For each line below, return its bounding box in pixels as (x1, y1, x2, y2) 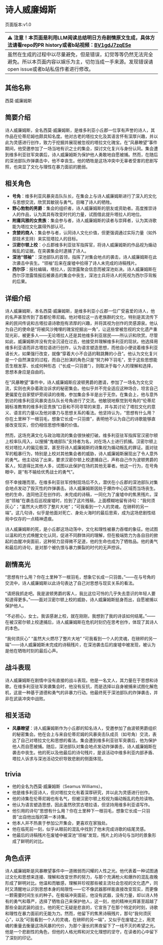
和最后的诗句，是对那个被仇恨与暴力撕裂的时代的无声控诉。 (5, 545, 124, 551)
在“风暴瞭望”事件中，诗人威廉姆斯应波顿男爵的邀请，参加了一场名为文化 (5, 379, 149, 385)
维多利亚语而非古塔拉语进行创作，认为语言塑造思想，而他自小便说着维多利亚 (5, 345, 158, 351)
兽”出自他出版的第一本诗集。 (12, 814, 69, 820)
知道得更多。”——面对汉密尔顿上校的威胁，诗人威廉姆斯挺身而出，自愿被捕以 (5, 597, 158, 602)
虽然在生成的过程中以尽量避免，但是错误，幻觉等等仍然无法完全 (7, 51, 154, 58)
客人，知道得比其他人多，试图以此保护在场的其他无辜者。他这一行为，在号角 (5, 463, 158, 469)
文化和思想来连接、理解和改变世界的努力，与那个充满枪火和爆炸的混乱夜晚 (9, 874, 158, 880)
